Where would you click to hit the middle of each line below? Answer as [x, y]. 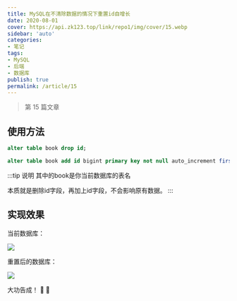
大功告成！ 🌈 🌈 [29, 290]
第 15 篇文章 [42, 107]
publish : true [28, 79]
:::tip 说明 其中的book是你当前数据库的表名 [69, 175]
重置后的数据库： [32, 261]
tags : [15, 54]
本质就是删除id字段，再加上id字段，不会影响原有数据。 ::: [90, 190]
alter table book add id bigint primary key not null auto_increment [112, 161]
